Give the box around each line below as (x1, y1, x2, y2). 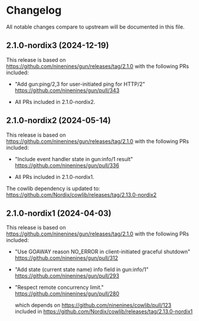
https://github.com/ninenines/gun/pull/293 (14, 272, 120, 279)
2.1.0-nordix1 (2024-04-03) (6, 208, 112, 218)
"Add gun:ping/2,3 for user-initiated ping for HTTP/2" (14, 80, 146, 87)
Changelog (6, 4, 62, 17)
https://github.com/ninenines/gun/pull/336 (14, 162, 120, 169)
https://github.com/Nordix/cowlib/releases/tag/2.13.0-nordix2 (6, 191, 157, 198)
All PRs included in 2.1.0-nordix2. (14, 98, 96, 105)
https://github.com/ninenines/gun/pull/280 (14, 290, 120, 297)
